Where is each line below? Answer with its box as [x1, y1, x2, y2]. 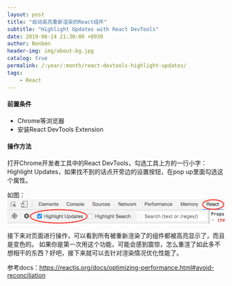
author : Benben [7, 40, 51, 48]
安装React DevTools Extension [17, 125, 104, 133]
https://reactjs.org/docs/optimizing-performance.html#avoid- [39, 263, 214, 271]
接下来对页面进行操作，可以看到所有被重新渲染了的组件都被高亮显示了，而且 [7, 231, 225, 240]
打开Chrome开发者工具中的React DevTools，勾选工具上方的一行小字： [7, 159, 207, 167]
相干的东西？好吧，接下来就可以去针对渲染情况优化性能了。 [12, 249, 183, 257]
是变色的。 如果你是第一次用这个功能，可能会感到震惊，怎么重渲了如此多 [7, 240, 215, 248]
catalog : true [7, 55, 48, 62]
